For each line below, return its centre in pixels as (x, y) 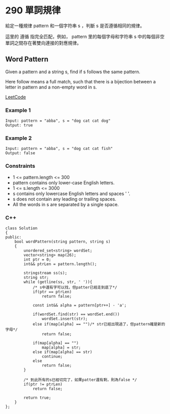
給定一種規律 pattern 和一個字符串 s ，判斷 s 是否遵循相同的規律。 (75, 26)
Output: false (20, 153)
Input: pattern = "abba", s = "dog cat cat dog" (58, 121)
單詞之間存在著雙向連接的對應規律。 (43, 43)
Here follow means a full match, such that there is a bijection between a (81, 81)
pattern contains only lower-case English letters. (64, 183)
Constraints (20, 166)
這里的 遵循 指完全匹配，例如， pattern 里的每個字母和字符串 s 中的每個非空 (85, 36)
